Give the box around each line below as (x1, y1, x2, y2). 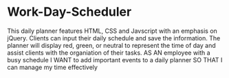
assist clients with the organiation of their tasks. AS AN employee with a (7, 49, 211, 57)
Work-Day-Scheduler (7, 4, 132, 20)
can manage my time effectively (7, 63, 98, 71)
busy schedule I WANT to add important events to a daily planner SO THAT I (7, 55, 223, 64)
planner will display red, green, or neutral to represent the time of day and (7, 41, 217, 49)
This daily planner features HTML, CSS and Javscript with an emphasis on (7, 27, 218, 35)
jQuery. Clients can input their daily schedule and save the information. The (7, 34, 221, 42)
